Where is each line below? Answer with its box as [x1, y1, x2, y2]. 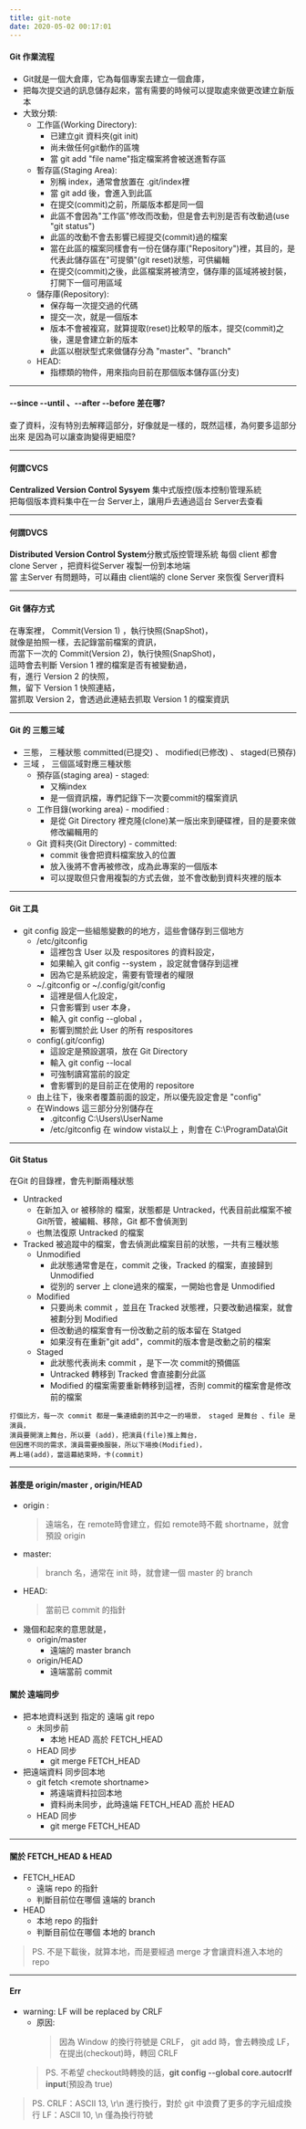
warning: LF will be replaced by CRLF [22, 2006, 163, 2017]
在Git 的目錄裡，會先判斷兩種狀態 [9, 1175, 135, 1187]
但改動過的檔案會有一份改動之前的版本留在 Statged [49, 1325, 241, 1336]
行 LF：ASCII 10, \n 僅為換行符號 [31, 2109, 153, 2120]
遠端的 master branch [49, 1645, 131, 1656]
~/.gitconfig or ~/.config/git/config [36, 979, 166, 991]
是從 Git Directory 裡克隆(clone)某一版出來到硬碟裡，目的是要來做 [49, 814, 296, 826]
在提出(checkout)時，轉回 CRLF [58, 2047, 179, 2059]
